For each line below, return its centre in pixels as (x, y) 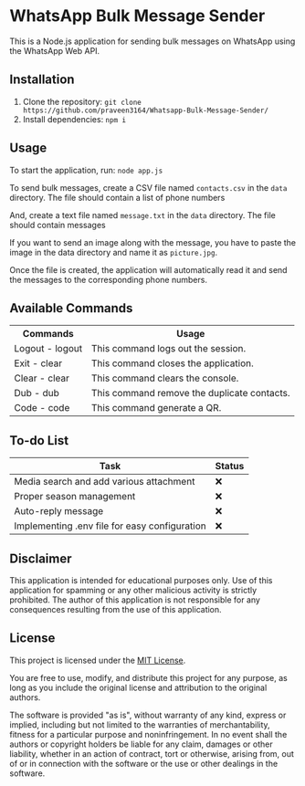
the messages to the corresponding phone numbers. (109, 279)
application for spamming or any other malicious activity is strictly (133, 590)
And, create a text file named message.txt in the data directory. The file (142, 215)
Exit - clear (38, 363)
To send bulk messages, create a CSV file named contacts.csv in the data (148, 187)
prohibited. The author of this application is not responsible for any (135, 600)
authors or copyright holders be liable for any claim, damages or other (142, 744)
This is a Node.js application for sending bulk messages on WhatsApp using (152, 41)
